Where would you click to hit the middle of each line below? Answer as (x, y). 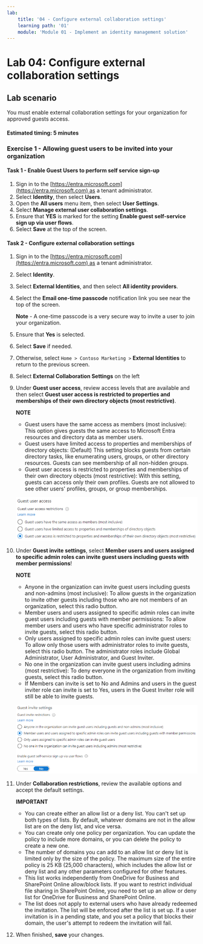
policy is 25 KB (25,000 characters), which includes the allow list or (108, 865)
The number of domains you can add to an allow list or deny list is (107, 852)
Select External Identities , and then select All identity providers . (97, 286)
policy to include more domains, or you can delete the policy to (103, 839)
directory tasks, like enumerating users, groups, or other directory (107, 457)
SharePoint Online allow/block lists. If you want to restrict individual (108, 884)
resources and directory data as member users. (84, 437)
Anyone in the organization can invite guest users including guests (108, 587)
